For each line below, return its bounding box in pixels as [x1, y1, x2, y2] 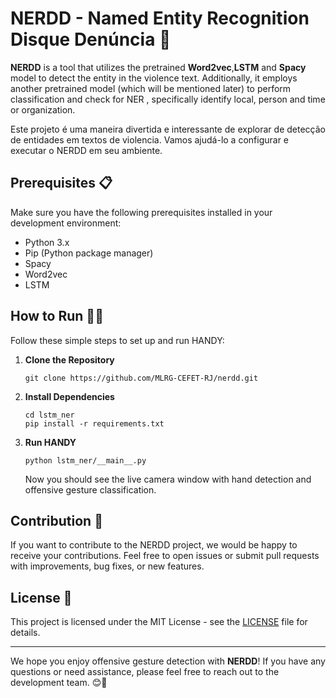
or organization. [10, 103, 76, 116]
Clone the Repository [24, 353, 115, 366]
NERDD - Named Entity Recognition [10, 7, 310, 30]
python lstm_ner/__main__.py [24, 455, 147, 466]
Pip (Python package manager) [24, 247, 154, 259]
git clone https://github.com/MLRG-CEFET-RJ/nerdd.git [24, 373, 259, 383]
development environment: [10, 217, 122, 229]
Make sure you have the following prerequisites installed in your [10, 206, 273, 218]
